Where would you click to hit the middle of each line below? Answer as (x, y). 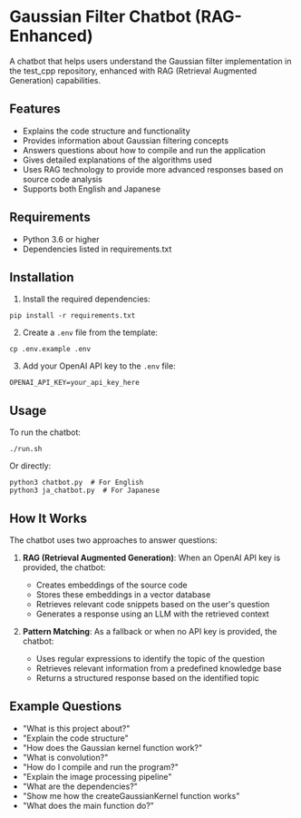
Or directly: (30, 466)
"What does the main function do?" (88, 805)
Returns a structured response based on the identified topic (148, 678)
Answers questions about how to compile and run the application (144, 150)
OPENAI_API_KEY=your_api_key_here (75, 383)
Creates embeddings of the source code (112, 585)
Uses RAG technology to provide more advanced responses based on (153, 169)
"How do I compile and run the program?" (100, 767)
